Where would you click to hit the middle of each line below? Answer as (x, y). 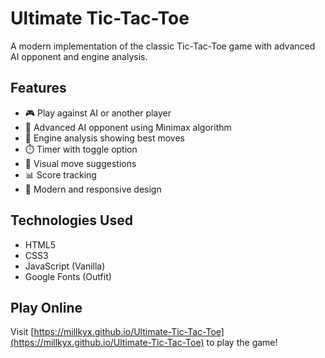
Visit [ (22, 332)
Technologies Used (71, 220)
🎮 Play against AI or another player (98, 113)
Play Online (46, 307)
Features (38, 88)
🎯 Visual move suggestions (80, 163)
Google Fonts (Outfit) (68, 276)
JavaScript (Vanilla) (65, 266)
